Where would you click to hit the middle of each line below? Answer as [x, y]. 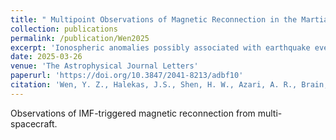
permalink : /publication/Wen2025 [80, 38]
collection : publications [64, 29]
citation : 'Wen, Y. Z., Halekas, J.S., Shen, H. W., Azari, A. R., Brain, [169, 85]
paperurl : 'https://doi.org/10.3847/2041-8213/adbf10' [127, 76]
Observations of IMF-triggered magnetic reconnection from [133, 113]
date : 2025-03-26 [46, 57]
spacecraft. [34, 123]
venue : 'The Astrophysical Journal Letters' [104, 66]
